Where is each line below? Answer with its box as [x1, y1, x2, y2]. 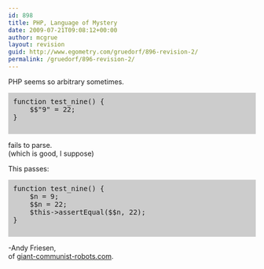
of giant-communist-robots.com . [8, 251, 114, 260]
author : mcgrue [8, 33, 58, 42]
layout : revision [8, 41, 65, 49]
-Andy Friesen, [8, 243, 57, 252]
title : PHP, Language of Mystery [8, 19, 118, 27]
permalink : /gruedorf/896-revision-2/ [8, 56, 135, 64]
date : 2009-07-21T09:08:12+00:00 [8, 26, 118, 34]
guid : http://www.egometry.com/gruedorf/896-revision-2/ [8, 48, 199, 56]
